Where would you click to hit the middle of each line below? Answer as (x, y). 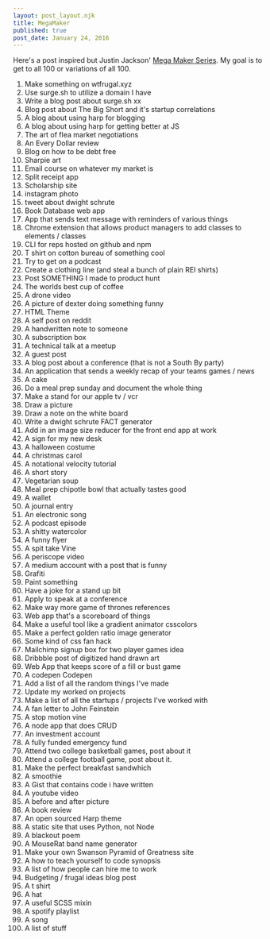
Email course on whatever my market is (89, 168)
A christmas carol (53, 456)
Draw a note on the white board (76, 413)
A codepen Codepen (58, 675)
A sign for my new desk (63, 439)
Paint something (51, 582)
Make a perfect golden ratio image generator (98, 633)
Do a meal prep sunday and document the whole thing (113, 388)
